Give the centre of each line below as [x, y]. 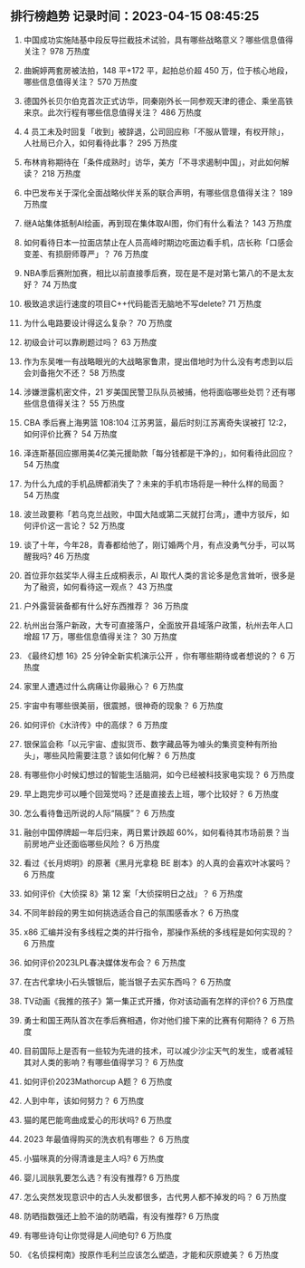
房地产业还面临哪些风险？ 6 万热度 [96, 843]
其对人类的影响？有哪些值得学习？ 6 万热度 [104, 1061]
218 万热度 [61, 173]
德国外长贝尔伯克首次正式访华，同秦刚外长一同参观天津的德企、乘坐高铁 [158, 101]
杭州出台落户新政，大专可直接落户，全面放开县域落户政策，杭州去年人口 [158, 625]
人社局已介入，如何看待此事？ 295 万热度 [100, 142]
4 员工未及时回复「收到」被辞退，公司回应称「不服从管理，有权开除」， [156, 131]
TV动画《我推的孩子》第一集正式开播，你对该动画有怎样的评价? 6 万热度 [158, 1001]
